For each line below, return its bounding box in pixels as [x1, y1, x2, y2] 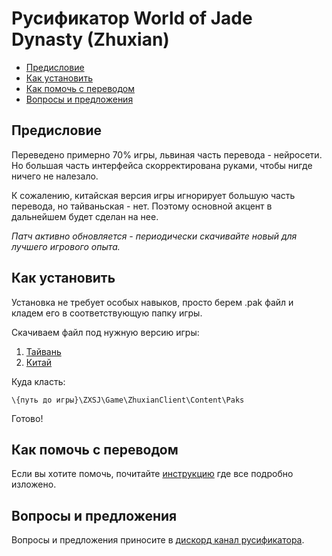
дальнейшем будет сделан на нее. [11, 210, 159, 222]
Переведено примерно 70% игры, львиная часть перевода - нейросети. [11, 148, 323, 161]
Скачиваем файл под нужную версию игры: [11, 326, 200, 338]
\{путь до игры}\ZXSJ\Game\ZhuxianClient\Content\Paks [11, 395, 245, 405]
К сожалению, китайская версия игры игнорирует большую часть [11, 189, 296, 201]
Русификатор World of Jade [11, 7, 253, 30]
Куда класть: [11, 375, 66, 387]
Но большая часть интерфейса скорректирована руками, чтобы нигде [11, 159, 313, 171]
